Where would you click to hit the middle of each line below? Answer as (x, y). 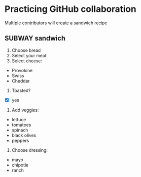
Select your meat (29, 55)
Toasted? (21, 90)
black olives (24, 135)
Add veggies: (25, 110)
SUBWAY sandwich (35, 38)
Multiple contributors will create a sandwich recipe (56, 23)
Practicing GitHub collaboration (70, 9)
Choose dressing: (30, 150)
